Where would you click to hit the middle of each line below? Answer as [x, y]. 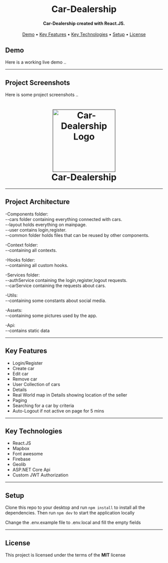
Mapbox [21, 448]
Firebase [21, 459]
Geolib [19, 464]
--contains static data [27, 330]
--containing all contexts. [31, 250]
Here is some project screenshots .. [42, 95]
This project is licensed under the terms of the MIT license [65, 555]
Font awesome [28, 454]
